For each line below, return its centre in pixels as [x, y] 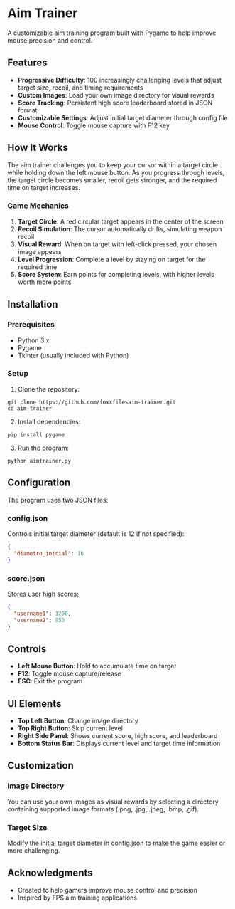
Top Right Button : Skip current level [70, 728]
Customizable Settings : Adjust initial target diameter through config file [123, 117]
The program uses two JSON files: [58, 500]
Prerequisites [31, 325]
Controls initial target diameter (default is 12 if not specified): [96, 534]
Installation [33, 304]
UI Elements [34, 704]
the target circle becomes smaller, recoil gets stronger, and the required [112, 180]
